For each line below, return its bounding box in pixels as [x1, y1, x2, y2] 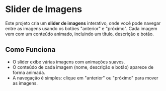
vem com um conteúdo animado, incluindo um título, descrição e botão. [5, 31, 154, 37]
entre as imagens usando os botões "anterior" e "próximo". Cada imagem [5, 25, 157, 31]
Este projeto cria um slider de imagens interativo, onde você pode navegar [5, 20, 161, 26]
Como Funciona [5, 45, 56, 54]
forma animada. [12, 69, 45, 75]
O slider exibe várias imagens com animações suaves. [12, 59, 125, 65]
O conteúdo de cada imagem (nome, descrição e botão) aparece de [12, 64, 154, 70]
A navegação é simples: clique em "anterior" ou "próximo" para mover [12, 74, 158, 81]
